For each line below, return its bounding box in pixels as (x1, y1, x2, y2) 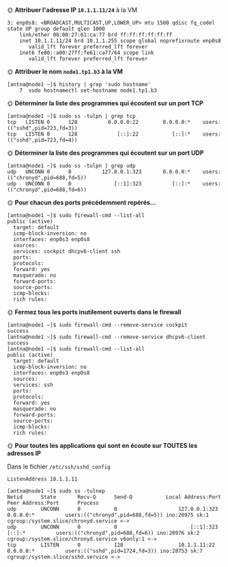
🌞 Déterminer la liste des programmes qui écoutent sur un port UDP (7, 149, 204, 157)
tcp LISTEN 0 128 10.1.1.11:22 (7, 542, 215, 549)
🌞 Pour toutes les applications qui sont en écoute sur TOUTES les (7, 442, 198, 449)
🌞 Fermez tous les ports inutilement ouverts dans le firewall (7, 308, 182, 316)
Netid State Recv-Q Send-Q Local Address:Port (7, 494, 222, 501)
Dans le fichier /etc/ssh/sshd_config (7, 462, 111, 470)
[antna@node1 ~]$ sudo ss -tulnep (7, 488, 106, 494)
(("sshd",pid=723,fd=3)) (7, 125, 78, 131)
